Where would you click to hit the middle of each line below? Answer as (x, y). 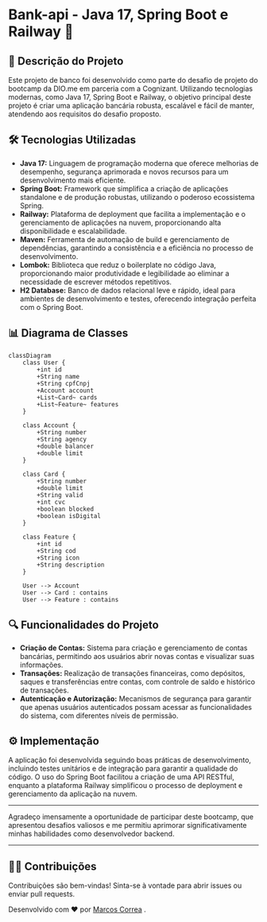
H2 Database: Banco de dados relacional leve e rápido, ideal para (128, 290)
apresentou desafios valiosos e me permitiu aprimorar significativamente (128, 826)
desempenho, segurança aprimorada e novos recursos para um (124, 171)
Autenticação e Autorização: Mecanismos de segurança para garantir (135, 699)
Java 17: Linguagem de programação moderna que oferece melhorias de (139, 163)
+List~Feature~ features (78, 404)
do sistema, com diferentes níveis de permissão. (99, 716)
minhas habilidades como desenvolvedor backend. (91, 834)
